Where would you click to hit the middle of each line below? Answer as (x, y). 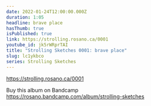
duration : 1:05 (25, 17)
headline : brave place (34, 23)
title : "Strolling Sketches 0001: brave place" (67, 51)
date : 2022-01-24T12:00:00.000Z (46, 12)
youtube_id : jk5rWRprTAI (37, 45)
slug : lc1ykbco (25, 56)
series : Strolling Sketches (41, 61)
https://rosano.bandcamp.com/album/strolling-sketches (75, 96)
